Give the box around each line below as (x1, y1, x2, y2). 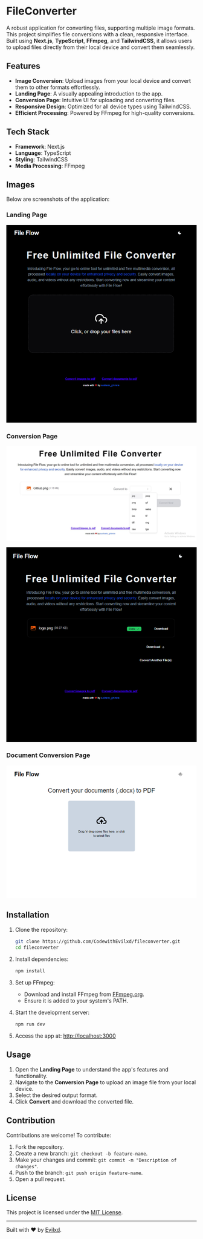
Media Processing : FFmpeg (14, 162, 85, 169)
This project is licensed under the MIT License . (6, 1209, 123, 1216)
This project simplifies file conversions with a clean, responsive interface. (6, 30, 189, 37)
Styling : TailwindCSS (14, 155, 68, 163)
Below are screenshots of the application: (6, 195, 110, 203)
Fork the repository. (14, 1143, 65, 1150)
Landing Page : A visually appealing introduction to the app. (14, 89, 163, 97)
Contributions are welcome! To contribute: (6, 1131, 112, 1139)
